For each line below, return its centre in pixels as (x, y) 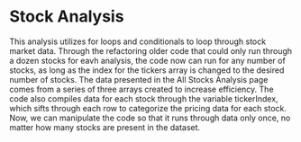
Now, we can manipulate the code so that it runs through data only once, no (150, 118)
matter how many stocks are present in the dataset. (105, 127)
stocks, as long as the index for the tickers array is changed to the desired (147, 70)
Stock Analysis (67, 17)
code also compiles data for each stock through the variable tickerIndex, (144, 98)
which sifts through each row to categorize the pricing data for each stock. (148, 108)
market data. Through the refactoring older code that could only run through (151, 50)
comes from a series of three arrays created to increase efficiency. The (141, 89)
